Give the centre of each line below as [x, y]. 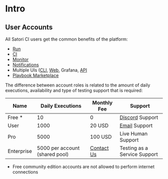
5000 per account [58, 148]
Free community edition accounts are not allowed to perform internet [83, 166]
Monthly [102, 103]
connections [25, 172]
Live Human [134, 134]
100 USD [101, 137]
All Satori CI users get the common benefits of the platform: [66, 39]
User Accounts [29, 27]
